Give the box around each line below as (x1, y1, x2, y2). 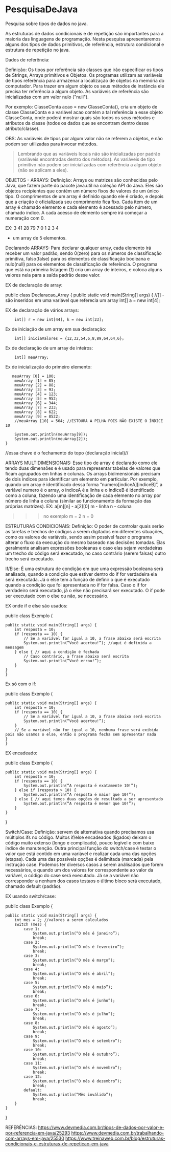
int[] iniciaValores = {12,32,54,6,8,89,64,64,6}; (14, 336, 125, 341)
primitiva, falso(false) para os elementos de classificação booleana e (5, 255, 150, 262)
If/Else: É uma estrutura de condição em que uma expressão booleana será (5, 566, 163, 572)
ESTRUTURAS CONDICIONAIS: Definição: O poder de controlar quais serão (5, 523, 164, 529)
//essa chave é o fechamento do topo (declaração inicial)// (5, 449, 129, 456)
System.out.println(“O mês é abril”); (32, 971, 115, 976)
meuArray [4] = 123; (14, 392, 58, 397)
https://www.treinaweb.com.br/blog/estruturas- (65, 1135, 166, 1141)
